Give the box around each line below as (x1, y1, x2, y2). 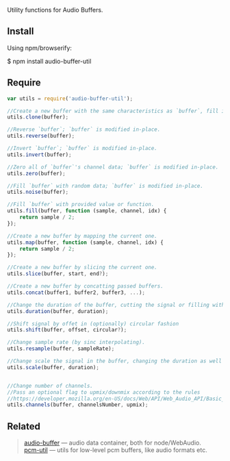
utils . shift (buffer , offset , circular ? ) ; (7, 327, 127, 334)
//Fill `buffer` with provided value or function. (7, 201, 155, 208)
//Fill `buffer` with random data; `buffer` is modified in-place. (7, 182, 204, 189)
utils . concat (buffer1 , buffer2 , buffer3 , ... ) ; (7, 289, 146, 296)
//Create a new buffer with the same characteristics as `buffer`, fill (7, 108, 219, 114)
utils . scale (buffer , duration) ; (7, 364, 99, 371)
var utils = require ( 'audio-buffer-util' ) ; (7, 95, 133, 102)
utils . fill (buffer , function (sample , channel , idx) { (7, 208, 167, 214)
